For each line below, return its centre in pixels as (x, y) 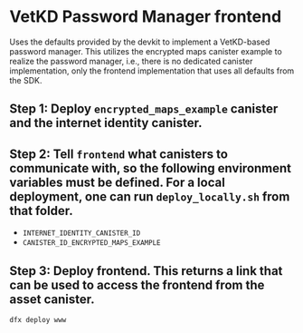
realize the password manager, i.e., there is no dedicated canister (131, 61)
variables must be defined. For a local (118, 182)
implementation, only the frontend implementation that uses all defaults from (152, 71)
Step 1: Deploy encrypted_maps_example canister (144, 109)
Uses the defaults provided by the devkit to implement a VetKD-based (140, 42)
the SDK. (26, 80)
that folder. (42, 211)
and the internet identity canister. (106, 123)
